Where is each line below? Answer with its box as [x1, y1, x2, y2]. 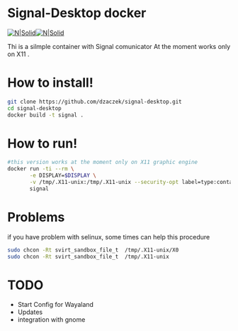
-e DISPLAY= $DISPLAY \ [29, 172, 97, 179]
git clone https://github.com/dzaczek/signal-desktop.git [7, 98, 182, 105]
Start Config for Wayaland [17, 300, 94, 309]
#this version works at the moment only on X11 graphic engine [7, 158, 198, 166]
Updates [17, 308, 43, 317]
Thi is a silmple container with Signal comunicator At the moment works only [7, 42, 231, 50]
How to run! [7, 135, 78, 151]
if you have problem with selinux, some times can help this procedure [7, 232, 210, 241]
